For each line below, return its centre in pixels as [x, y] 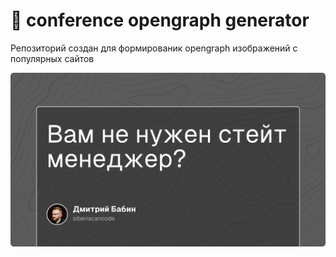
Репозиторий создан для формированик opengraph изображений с [154, 48]
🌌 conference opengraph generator [160, 20]
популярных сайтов [52, 58]
